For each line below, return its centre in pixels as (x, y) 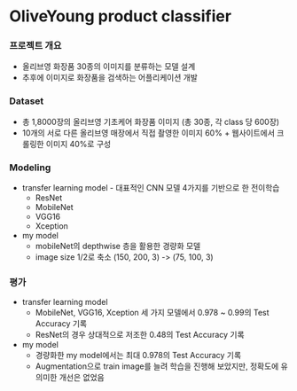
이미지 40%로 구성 (78, 144)
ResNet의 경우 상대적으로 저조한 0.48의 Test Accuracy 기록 (140, 335)
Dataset (27, 101)
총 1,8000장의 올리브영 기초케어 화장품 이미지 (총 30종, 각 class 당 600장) (151, 121)
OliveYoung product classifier (121, 16)
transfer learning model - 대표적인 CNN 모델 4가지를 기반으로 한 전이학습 (151, 188)
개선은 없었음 (82, 378)
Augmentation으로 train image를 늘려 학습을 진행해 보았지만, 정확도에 (157, 366)
